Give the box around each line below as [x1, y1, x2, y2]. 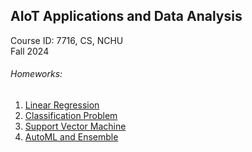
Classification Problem [24, 110, 118, 122]
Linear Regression [24, 99, 100, 111]
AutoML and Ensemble [24, 131, 119, 143]
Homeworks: [10, 68, 63, 80]
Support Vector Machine [24, 120, 127, 133]
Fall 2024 [10, 45, 50, 57]
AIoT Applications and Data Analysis [10, 8, 243, 25]
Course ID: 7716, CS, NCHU [10, 34, 124, 46]
